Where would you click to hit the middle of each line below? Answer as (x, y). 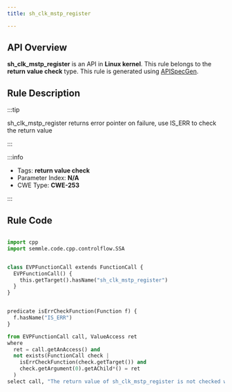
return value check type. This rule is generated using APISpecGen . (103, 71)
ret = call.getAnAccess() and (57, 349)
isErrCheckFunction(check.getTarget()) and (83, 362)
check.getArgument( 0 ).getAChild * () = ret (80, 369)
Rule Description (44, 93)
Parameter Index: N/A (48, 178)
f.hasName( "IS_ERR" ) (43, 318)
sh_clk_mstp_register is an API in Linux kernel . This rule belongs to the (109, 64)
